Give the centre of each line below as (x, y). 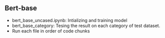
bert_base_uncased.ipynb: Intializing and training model (69, 20)
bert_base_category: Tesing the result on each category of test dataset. (86, 25)
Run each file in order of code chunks (51, 31)
